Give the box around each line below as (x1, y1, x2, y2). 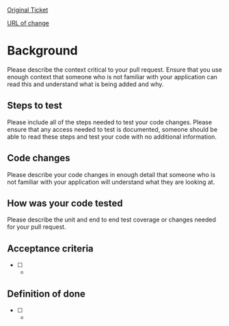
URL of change (7, 19, 49, 27)
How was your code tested (7, 198, 123, 209)
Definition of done (7, 288, 85, 299)
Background (7, 43, 78, 59)
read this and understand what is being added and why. (7, 80, 164, 88)
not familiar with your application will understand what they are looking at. (7, 178, 215, 186)
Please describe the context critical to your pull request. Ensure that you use (7, 65, 222, 74)
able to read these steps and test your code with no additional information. (7, 133, 217, 141)
